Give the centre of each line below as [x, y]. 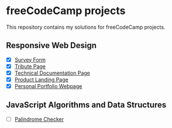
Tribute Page [30, 66]
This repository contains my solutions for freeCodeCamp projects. [86, 27]
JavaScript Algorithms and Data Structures [86, 105]
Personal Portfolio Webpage [48, 86]
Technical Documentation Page [52, 73]
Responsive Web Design [51, 46]
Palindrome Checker [39, 119]
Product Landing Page [41, 79]
